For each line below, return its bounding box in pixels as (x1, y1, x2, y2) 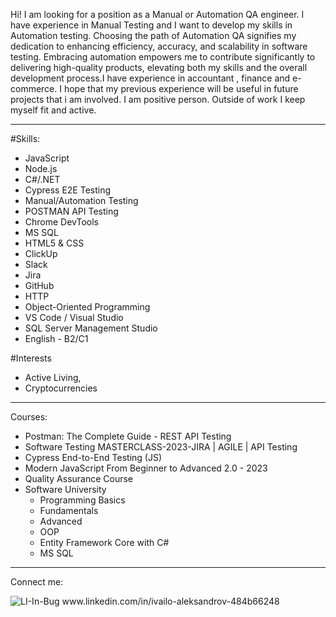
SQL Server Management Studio (24, 322, 158, 334)
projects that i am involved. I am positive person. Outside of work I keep (10, 94, 306, 105)
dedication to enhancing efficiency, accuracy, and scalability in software (10, 40, 308, 52)
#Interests (10, 352, 52, 364)
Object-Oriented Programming (24, 301, 151, 313)
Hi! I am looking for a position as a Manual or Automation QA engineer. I (10, 9, 305, 20)
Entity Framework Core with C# (39, 537, 170, 548)
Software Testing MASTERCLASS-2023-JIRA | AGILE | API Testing (24, 441, 298, 453)
